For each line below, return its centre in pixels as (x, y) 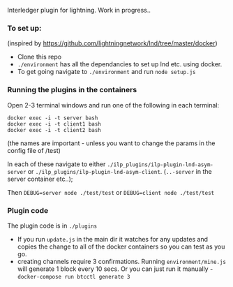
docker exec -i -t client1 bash (54, 124)
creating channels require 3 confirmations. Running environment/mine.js (122, 261)
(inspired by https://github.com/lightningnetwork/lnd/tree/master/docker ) (112, 43)
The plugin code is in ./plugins (52, 226)
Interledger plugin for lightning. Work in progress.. (79, 10)
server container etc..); (40, 179)
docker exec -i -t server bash (53, 118)
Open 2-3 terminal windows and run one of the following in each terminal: (113, 105)
